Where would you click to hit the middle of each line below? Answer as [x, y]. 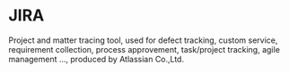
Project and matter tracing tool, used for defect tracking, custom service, [143, 40]
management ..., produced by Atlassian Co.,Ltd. [96, 59]
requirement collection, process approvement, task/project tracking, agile [144, 49]
